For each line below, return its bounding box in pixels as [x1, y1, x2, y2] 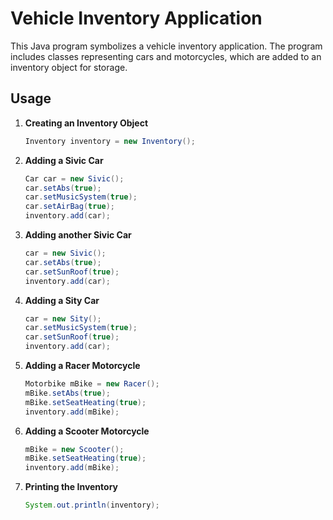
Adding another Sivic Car [24, 229, 132, 241]
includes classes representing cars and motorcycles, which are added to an [10, 50, 322, 62]
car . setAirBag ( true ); [24, 202, 116, 212]
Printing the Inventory [24, 481, 118, 493]
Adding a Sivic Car [24, 154, 104, 166]
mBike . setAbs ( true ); [24, 388, 111, 398]
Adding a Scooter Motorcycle [24, 425, 150, 437]
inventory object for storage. [10, 61, 128, 73]
